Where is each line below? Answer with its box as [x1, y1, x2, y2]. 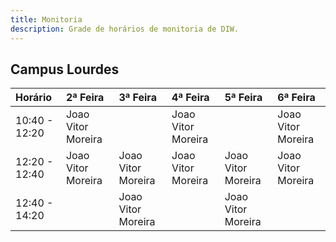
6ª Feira [277, 91, 316, 105]
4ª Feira [171, 91, 210, 105]
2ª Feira [65, 91, 105, 105]
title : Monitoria [10, 14, 83, 25]
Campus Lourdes [10, 61, 120, 78]
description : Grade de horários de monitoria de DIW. [10, 24, 240, 34]
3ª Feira [118, 91, 157, 105]
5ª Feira [224, 91, 263, 105]
